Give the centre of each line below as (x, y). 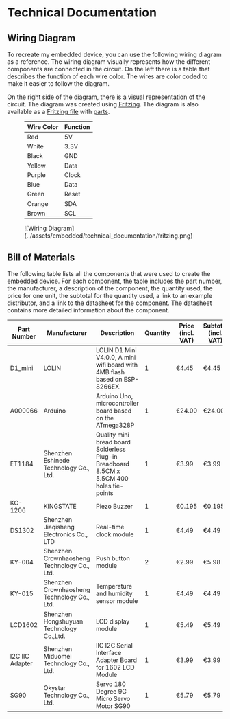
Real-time (110, 527)
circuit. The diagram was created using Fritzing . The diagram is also (103, 104)
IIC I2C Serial (114, 645)
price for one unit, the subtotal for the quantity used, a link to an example (110, 296)
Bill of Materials (41, 257)
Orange (38, 203)
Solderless (111, 449)
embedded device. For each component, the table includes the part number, (115, 281)
